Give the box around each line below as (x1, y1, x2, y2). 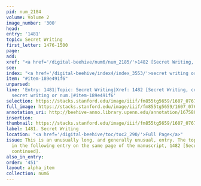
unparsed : (6, 82, 31, 88)
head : (6, 25, 20, 32)
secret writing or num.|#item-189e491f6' (11, 92, 117, 98)
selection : (6, 98, 33, 104)
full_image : (6, 103, 36, 110)
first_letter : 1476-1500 (6, 43, 68, 49)
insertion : (6, 115, 33, 121)
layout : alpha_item (6, 165, 55, 171)
